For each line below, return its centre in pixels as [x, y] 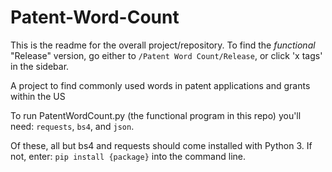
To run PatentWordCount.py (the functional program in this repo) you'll [156, 115]
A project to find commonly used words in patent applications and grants [160, 85]
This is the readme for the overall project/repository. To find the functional [163, 45]
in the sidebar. [40, 66]
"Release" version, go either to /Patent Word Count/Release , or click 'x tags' [166, 55]
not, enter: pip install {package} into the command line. [128, 156]
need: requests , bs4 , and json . [72, 126]
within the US [38, 96]
